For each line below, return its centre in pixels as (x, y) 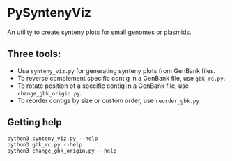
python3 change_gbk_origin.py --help (62, 151)
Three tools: (34, 54)
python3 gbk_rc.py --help (45, 144)
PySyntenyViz (49, 13)
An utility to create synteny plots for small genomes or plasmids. (99, 32)
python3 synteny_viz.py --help (53, 138)
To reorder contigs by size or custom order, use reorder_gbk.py (108, 100)
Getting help (34, 122)
